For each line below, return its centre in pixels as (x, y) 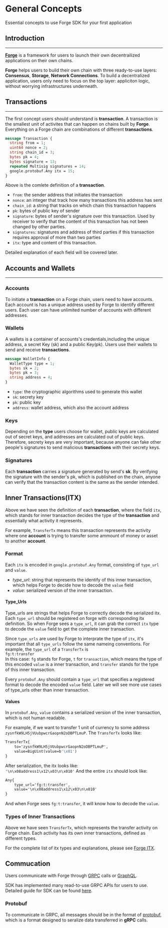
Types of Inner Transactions (40, 817)
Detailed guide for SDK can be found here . (49, 891)
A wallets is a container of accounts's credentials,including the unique (77, 339)
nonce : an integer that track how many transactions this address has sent (87, 200)
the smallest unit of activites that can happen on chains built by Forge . (77, 124)
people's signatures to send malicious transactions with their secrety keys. (83, 447)
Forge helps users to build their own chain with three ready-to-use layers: (81, 70)
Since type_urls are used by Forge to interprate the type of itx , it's (74, 639)
